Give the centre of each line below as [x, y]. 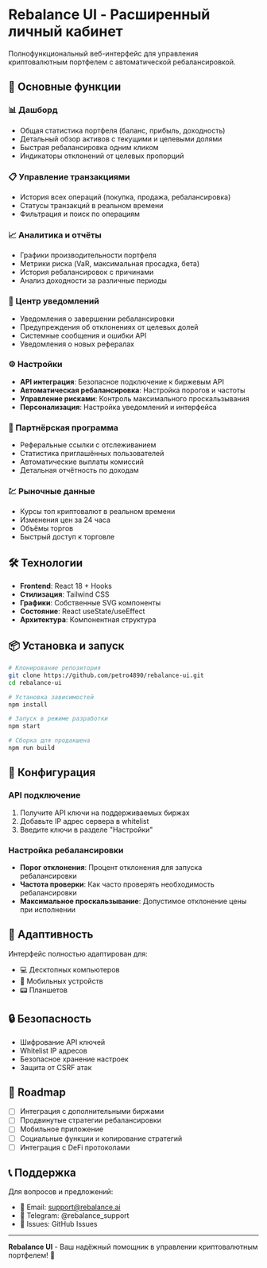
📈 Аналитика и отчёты [55, 234]
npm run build [32, 748]
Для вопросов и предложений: [61, 1192]
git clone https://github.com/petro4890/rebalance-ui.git [106, 675]
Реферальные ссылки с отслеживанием [88, 445]
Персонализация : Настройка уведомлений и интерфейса [118, 407]
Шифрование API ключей [62, 1042]
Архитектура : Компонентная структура [88, 620]
